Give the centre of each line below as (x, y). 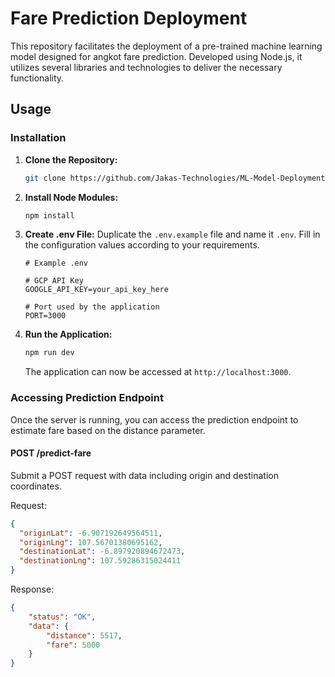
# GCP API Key (54, 281)
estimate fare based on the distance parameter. (108, 430)
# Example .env (56, 263)
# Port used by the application (92, 307)
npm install (49, 215)
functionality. (37, 78)
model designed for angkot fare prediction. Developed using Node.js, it (156, 56)
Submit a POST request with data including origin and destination (144, 475)
